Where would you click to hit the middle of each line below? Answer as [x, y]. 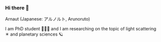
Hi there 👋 [17, 8]
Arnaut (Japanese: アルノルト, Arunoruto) [48, 19]
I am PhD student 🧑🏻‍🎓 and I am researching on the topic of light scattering [81, 29]
